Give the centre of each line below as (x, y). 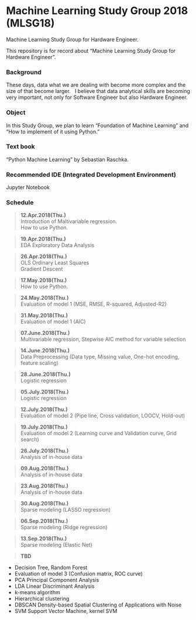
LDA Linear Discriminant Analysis (54, 586)
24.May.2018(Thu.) (44, 298)
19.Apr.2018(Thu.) (43, 239)
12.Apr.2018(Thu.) (43, 215)
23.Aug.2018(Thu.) (44, 486)
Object (16, 112)
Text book (20, 146)
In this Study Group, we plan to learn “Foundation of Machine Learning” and (97, 125)
